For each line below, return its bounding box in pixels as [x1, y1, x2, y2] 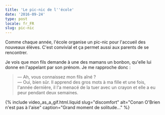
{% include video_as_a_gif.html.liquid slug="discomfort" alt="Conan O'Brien [5, 99, 160, 105]
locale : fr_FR [5, 21, 35, 26]
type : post [5, 16, 28, 21]
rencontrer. [5, 50, 28, 56]
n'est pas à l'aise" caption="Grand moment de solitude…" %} [5, 105, 130, 111]
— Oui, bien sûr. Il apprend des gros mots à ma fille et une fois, [17, 79, 146, 85]
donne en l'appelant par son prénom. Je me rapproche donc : [5, 65, 131, 71]
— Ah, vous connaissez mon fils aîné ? [17, 74, 96, 80]
